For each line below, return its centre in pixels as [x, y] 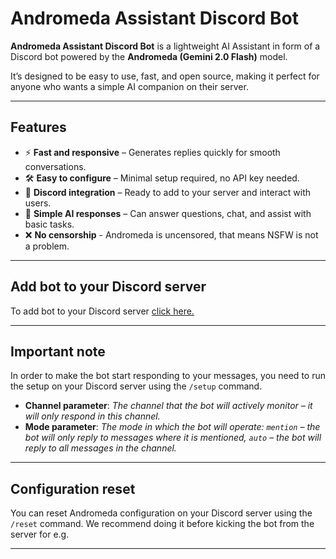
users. [38, 203]
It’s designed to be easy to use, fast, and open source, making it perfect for [165, 76]
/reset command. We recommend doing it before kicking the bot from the [162, 524]
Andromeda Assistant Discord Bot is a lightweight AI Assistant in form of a [165, 46]
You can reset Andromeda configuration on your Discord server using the [161, 513]
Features [38, 127]
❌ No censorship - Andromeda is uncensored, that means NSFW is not [171, 234]
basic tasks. [49, 224]
